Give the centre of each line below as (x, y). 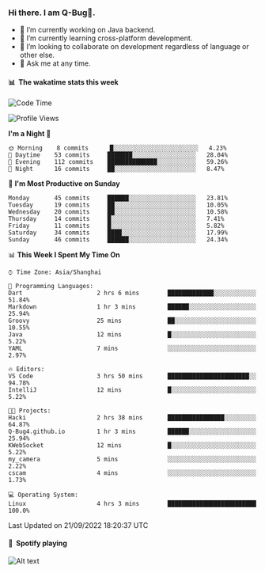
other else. (37, 55)
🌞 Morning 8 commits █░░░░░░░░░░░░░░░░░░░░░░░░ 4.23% (117, 148)
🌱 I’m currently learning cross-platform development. (106, 38)
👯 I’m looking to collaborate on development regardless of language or (134, 47)
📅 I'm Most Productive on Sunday (64, 183)
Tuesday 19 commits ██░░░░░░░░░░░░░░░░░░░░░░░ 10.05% (118, 205)
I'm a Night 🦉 (30, 133)
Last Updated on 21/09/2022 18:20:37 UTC (78, 525)
